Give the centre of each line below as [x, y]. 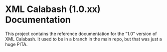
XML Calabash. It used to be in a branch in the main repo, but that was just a [83, 39]
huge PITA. [16, 44]
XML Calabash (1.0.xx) [53, 9]
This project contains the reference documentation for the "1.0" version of [81, 33]
